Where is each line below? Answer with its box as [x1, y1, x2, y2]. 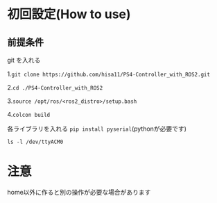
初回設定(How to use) [7, 6, 131, 22]
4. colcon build [7, 111, 51, 118]
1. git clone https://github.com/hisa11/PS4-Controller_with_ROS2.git [7, 70, 210, 78]
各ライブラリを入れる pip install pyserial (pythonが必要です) [7, 124, 187, 133]
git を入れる [7, 56, 41, 64]
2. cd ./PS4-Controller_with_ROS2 [7, 83, 103, 91]
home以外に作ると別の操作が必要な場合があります [7, 188, 151, 196]
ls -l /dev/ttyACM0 [7, 138, 64, 145]
